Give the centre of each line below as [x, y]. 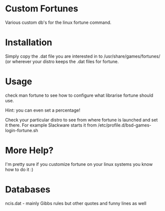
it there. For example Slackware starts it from [51, 125]
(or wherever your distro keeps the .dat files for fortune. [62, 61]
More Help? [29, 150]
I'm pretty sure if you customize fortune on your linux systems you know [79, 164]
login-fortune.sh [22, 130]
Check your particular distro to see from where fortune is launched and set [82, 120]
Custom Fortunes [42, 9]
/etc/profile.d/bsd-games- [125, 125]
